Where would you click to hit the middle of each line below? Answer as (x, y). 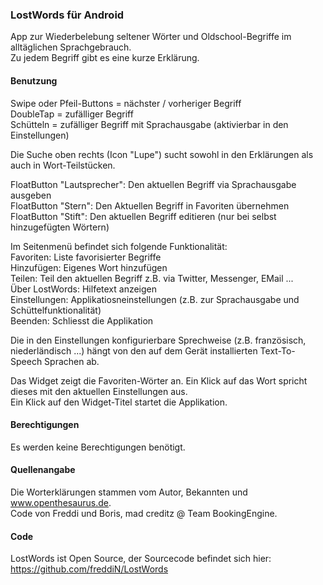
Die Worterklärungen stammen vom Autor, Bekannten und (129, 492)
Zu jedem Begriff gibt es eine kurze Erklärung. (105, 58)
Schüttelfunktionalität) (56, 310)
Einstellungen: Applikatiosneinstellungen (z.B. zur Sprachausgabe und (155, 299)
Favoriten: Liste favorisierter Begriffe (86, 257)
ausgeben (31, 195)
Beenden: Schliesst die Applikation (82, 320)
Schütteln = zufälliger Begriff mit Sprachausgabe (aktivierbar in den (149, 124)
